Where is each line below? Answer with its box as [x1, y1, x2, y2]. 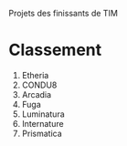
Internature [21, 118, 65, 129]
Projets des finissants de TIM [8, 8, 118, 18]
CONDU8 [21, 79, 58, 90]
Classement [8, 40, 102, 60]
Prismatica [21, 128, 63, 139]
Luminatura [21, 109, 65, 120]
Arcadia [21, 89, 52, 99]
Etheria [21, 69, 49, 80]
